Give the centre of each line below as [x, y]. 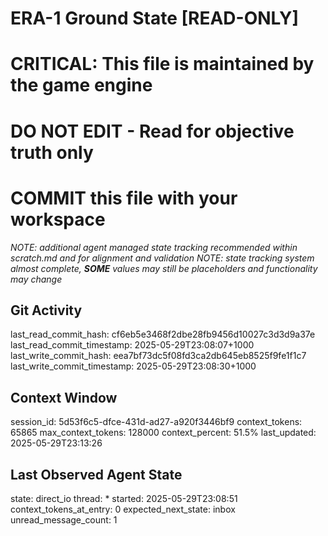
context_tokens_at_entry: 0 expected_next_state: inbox [123, 509]
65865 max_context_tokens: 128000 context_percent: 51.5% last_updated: [163, 433]
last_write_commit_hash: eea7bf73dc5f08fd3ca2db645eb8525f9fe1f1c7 [158, 356]
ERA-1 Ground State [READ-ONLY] [154, 18]
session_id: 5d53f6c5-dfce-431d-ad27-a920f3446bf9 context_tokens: [156, 422]
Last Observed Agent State [96, 474]
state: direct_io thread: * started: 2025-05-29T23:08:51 [124, 498]
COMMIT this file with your [124, 198]
